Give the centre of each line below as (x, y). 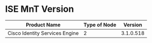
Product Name (43, 25)
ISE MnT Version (40, 9)
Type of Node (100, 25)
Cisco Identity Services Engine (43, 33)
